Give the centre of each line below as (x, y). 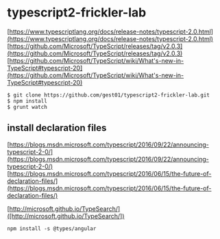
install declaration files (57, 128)
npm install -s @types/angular (52, 228)
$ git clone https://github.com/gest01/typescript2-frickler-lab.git (109, 95)
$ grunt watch (27, 107)
